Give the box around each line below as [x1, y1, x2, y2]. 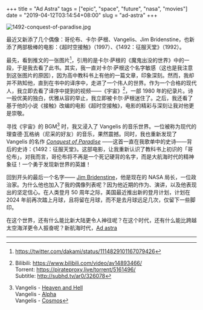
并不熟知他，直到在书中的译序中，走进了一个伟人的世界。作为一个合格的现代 [6, 79, 197, 87]
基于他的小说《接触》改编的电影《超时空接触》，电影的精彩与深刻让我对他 [6, 102, 189, 110]
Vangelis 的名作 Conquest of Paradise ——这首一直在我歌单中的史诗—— [6, 137, 187, 145]
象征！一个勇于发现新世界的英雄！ [6, 160, 91, 168]
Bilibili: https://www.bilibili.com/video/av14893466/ [14, 259, 143, 266]
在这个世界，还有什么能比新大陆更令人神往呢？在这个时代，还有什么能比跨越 [6, 216, 197, 223]
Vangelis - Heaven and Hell [14, 284, 83, 291]
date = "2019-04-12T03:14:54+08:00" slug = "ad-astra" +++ [6, 12, 158, 19]
